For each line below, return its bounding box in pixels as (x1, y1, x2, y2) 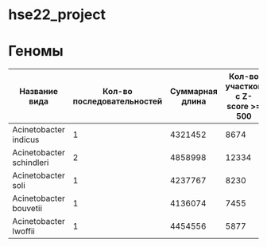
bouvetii (12, 203, 42, 214)
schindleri (12, 157, 49, 168)
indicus (12, 134, 40, 145)
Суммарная (169, 86, 219, 97)
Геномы (8, 42, 64, 61)
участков (225, 81, 263, 92)
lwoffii (12, 225, 36, 237)
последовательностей (72, 96, 163, 107)
